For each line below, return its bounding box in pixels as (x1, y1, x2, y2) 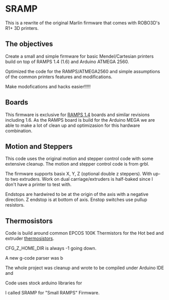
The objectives (5, 40, 53, 48)
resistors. (5, 202, 25, 208)
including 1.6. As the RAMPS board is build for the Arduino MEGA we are (5, 117, 155, 123)
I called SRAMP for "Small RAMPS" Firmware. (5, 290, 100, 296)
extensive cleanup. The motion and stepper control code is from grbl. (5, 161, 150, 167)
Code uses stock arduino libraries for (5, 280, 82, 286)
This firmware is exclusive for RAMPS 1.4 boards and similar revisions (5, 112, 150, 118)
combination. (5, 127, 33, 134)
